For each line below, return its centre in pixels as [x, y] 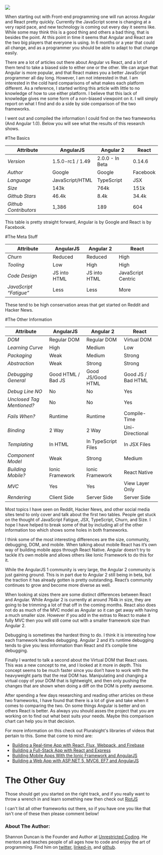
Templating [20, 444]
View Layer [136, 483]
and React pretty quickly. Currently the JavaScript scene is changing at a [78, 22]
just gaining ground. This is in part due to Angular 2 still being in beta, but [78, 575]
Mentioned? [21, 405]
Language [19, 180]
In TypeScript [102, 441]
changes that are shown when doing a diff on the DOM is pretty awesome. [79, 686]
